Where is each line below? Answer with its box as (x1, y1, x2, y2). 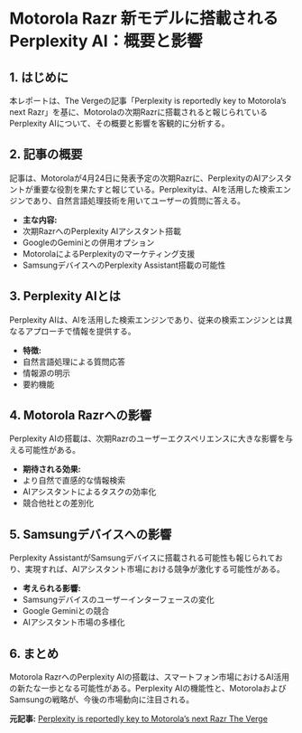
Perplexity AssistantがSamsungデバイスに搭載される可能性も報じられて (9, 552, 275, 563)
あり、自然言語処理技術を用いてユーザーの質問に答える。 (32, 195, 246, 206)
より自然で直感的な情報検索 (22, 475, 126, 486)
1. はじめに (9, 70, 69, 85)
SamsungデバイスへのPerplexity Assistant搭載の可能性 (22, 259, 226, 270)
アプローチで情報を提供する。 (24, 325, 136, 336)
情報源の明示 (22, 367, 70, 378)
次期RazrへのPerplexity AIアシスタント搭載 (22, 225, 182, 236)
